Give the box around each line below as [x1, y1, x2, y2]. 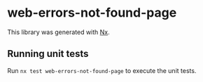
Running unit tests [7, 48, 89, 60]
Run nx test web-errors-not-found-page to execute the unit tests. [7, 66, 197, 74]
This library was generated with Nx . [7, 28, 110, 36]
